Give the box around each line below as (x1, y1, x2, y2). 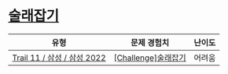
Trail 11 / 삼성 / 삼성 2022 (12, 52, 106, 63)
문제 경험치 (131, 37, 170, 48)
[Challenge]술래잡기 (113, 52, 186, 63)
